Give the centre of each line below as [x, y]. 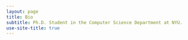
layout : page [22, 11]
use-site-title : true [33, 28]
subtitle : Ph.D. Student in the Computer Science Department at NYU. [95, 22]
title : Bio [20, 17]
